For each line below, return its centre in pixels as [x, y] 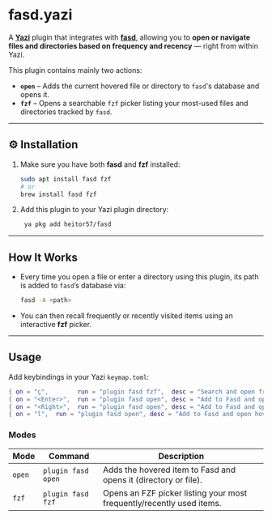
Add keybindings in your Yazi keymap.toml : [79, 376]
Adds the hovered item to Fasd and [169, 470]
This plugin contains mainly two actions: [75, 70]
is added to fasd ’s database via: [73, 286]
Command [69, 456]
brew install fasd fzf [58, 194]
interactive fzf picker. [55, 324]
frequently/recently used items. [162, 503]
